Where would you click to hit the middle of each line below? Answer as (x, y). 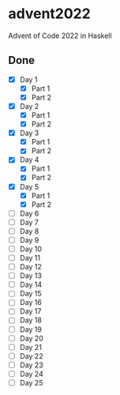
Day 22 (31, 355)
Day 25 (31, 382)
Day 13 (30, 276)
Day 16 (30, 303)
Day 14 (31, 284)
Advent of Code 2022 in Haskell (60, 36)
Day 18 (30, 320)
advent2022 (49, 14)
